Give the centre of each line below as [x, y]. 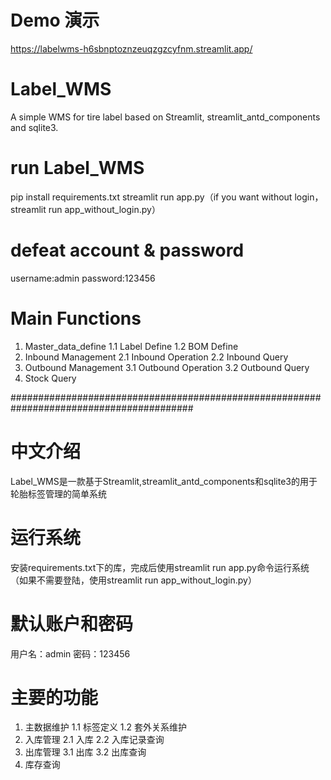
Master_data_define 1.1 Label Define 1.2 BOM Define [131, 346]
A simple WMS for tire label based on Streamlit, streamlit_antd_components [165, 117]
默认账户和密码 [72, 623]
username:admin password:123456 [83, 278]
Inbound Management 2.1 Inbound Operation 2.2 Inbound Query [156, 357]
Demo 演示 [55, 20]
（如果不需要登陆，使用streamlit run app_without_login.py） [133, 580]
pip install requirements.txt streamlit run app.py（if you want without [151, 197]
